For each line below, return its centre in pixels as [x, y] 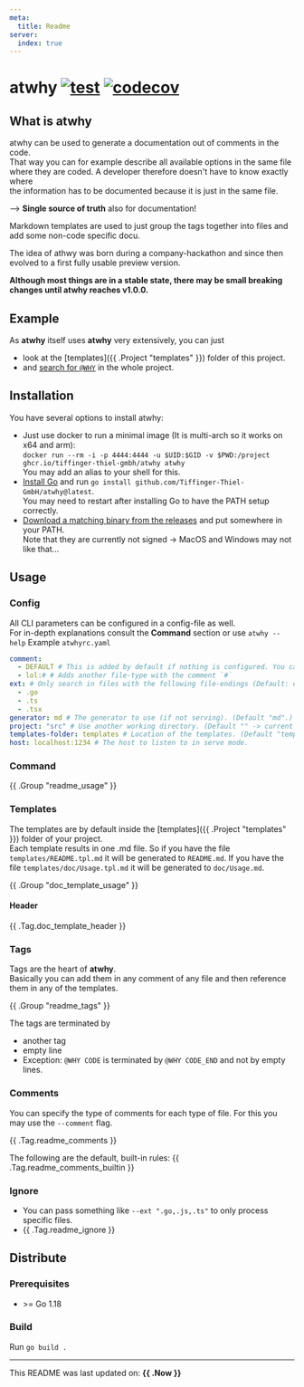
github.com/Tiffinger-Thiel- [190, 482]
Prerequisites [39, 1284]
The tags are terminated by [60, 1023]
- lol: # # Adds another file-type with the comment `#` [125, 675]
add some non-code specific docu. [75, 235]
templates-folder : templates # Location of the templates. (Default [141, 734]
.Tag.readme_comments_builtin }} [72, 1167]
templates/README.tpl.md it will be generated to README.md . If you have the [147, 857]
